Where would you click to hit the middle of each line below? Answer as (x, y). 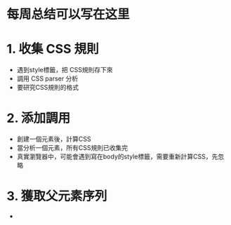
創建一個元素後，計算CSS (54, 139)
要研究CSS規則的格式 (47, 88)
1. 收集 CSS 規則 (53, 49)
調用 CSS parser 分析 (47, 79)
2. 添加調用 (39, 118)
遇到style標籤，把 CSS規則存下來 (65, 70)
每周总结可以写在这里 (68, 14)
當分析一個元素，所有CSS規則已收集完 (72, 148)
